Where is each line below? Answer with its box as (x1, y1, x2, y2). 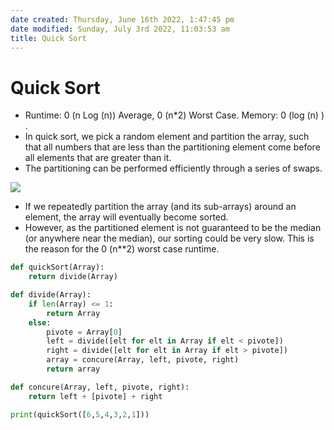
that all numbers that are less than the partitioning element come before (24, 141, 321, 153)
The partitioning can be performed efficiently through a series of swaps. (24, 162, 323, 175)
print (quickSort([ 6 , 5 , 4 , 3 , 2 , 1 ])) (10, 409, 150, 420)
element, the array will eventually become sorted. (24, 211, 229, 223)
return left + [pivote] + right (28, 391, 163, 401)
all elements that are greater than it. (24, 152, 172, 164)
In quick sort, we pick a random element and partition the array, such (24, 131, 310, 143)
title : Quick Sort (10, 33, 87, 43)
